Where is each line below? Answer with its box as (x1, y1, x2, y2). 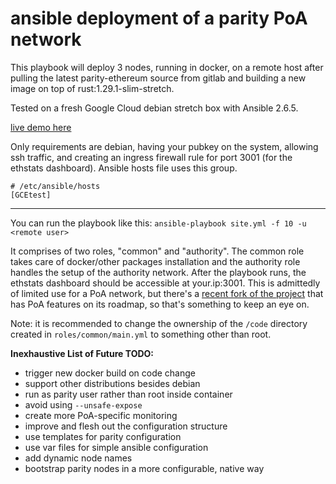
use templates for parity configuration (24, 430, 182, 442)
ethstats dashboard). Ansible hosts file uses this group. (10, 162, 238, 174)
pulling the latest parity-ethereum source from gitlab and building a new (10, 72, 307, 84)
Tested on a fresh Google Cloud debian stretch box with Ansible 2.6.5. (10, 102, 299, 114)
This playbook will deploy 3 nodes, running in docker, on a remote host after (10, 61, 324, 73)
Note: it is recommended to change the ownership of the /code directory (10, 317, 308, 329)
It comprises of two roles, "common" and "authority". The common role (10, 245, 305, 257)
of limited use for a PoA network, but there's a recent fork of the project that (10, 287, 324, 299)
